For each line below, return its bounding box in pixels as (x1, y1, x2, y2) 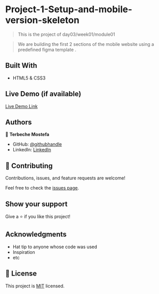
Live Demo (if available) (5, 90, 82, 98)
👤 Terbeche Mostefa (5, 131, 49, 138)
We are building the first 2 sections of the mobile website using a (17, 41, 154, 47)
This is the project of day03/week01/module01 (17, 31, 116, 37)
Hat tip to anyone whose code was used (12, 244, 97, 250)
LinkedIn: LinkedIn (12, 147, 51, 153)
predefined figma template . (17, 46, 76, 52)
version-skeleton (5, 14, 80, 26)
